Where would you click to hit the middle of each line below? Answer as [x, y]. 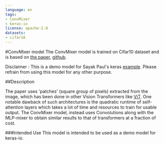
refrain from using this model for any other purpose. [59, 72]
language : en [19, 10]
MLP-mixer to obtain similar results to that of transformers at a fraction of [80, 118]
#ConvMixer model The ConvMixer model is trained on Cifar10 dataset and [82, 52]
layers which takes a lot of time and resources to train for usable [90, 107]
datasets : [15, 33]
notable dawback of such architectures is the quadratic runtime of [73, 102]
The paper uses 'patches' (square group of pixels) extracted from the [77, 91]
